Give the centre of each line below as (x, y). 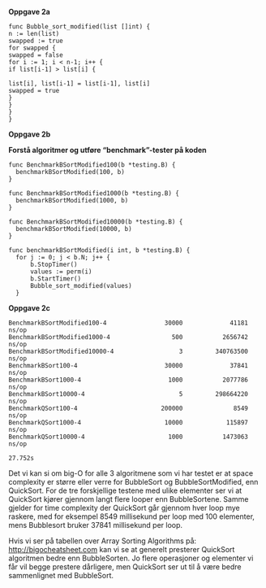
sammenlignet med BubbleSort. (61, 575)
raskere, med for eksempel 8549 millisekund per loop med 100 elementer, (132, 516)
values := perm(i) (61, 272)
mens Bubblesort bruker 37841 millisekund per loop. (96, 525)
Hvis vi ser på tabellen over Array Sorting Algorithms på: (103, 541)
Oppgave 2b (30, 134)
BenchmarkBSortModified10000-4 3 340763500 (129, 351)
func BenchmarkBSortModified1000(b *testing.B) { (94, 194)
